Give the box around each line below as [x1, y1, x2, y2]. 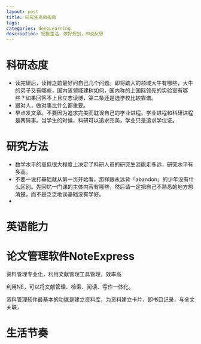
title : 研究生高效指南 [6, 14, 57, 20]
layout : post [6, 8, 39, 15]
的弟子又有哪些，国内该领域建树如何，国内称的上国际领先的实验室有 [14, 87, 183, 94]
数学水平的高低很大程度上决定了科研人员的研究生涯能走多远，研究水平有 [14, 161, 193, 168]
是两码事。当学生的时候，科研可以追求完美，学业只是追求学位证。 [14, 117, 178, 124]
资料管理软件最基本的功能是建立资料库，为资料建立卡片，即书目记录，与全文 [6, 296, 195, 303]
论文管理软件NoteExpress [6, 250, 135, 263]
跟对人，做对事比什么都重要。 [14, 102, 89, 109]
